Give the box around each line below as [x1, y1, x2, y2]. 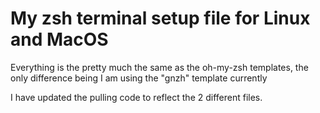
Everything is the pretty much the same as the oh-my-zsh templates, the [10, 61, 309, 73]
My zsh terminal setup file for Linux [10, 7, 311, 30]
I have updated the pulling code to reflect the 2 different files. [10, 91, 263, 103]
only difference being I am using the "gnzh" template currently [10, 72, 268, 84]
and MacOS [10, 28, 109, 51]
